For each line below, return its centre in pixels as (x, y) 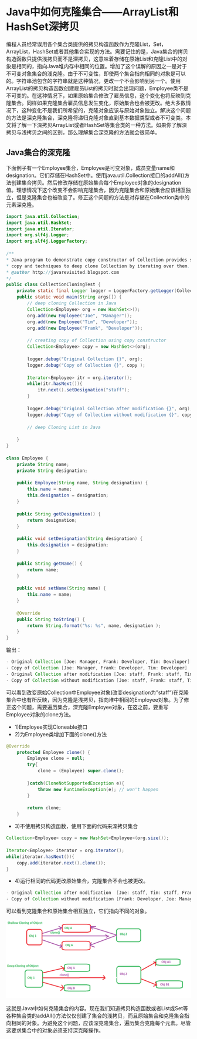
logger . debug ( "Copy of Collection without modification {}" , (103, 415)
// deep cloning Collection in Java (72, 303)
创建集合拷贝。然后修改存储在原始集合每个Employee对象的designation (96, 182)
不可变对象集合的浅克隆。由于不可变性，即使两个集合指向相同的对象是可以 (96, 73)
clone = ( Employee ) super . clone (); (81, 771)
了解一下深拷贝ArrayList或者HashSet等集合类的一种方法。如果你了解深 (101, 125)
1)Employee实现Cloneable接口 (51, 727)
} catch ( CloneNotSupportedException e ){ (76, 783)
